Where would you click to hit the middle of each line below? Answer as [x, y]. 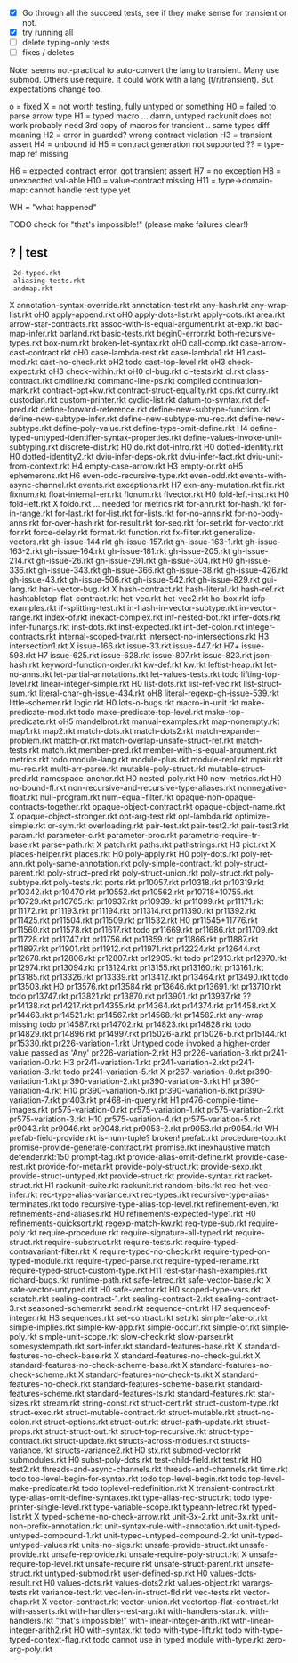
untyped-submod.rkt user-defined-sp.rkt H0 [126, 1573]
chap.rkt [24, 1602]
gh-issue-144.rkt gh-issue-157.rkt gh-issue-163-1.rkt [146, 542]
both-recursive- [246, 334]
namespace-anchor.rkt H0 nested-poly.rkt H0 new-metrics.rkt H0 [161, 779]
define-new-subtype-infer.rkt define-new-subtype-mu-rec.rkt [123, 419]
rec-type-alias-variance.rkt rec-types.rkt [114, 1195]
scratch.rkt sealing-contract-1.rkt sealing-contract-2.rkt [111, 1299]
